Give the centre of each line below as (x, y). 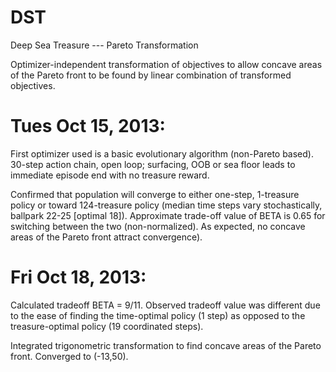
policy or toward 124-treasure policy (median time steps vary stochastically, (166, 205)
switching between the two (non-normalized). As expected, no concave (158, 226)
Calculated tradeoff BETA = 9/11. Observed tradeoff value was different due (165, 305)
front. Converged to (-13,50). (69, 356)
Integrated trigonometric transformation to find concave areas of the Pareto (166, 345)
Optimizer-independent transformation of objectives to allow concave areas (166, 64)
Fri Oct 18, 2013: (78, 277)
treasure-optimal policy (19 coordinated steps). (107, 326)
